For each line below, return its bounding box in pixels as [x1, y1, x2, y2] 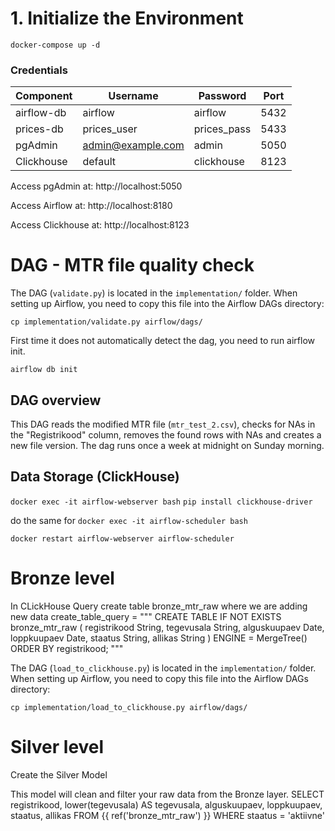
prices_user [82, 122, 138, 136]
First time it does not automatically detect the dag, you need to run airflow [10, 335, 315, 347]
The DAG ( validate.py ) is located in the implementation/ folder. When [10, 287, 298, 299]
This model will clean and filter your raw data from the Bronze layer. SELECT [10, 788, 325, 800]
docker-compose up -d [10, 40, 101, 50]
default [82, 155, 117, 169]
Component [15, 89, 73, 103]
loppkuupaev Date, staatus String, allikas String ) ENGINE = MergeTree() [10, 632, 308, 644]
